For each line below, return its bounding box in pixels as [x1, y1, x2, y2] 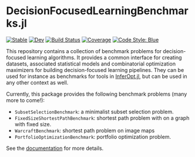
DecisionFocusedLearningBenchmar [6, 4, 189, 18]
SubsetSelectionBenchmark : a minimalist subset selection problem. [14, 108, 174, 115]
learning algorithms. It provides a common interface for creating [27, 54, 182, 61]
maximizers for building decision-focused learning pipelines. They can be [6, 66, 184, 73]
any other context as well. [6, 78, 69, 86]
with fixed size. [14, 120, 52, 127]
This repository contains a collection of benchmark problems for [6, 47, 162, 54]
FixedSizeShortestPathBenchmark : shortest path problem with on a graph [14, 114, 190, 122]
